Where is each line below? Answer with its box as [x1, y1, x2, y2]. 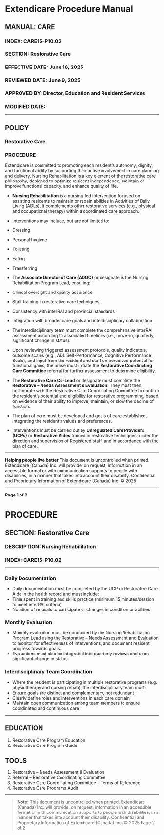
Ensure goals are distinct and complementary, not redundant [12, 690, 134, 696]
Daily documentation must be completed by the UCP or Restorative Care [12, 586, 158, 592]
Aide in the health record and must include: [12, 591, 99, 597]
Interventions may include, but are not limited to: [12, 218, 110, 224]
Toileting [12, 246, 30, 252]
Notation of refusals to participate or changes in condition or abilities [12, 607, 150, 612]
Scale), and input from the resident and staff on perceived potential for [12, 358, 155, 363]
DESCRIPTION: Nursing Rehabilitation [5, 543, 96, 550]
